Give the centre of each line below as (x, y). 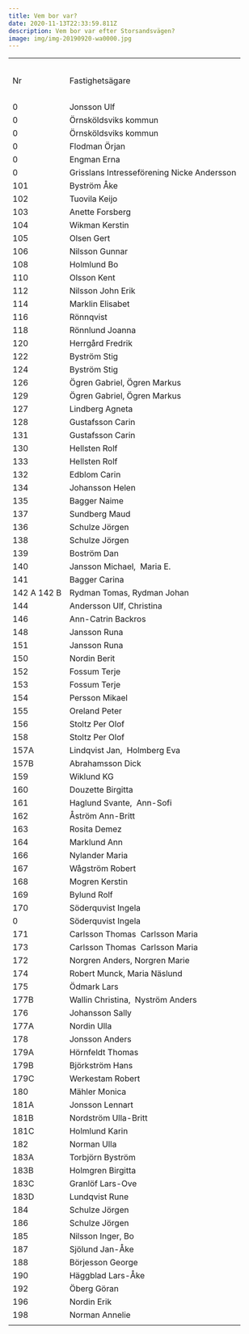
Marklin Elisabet (99, 304)
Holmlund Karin (99, 1131)
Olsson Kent (92, 278)
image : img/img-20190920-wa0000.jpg (70, 38)
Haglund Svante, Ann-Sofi (120, 803)
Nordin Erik (90, 1302)
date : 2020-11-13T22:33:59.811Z (63, 23)
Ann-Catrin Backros (108, 619)
